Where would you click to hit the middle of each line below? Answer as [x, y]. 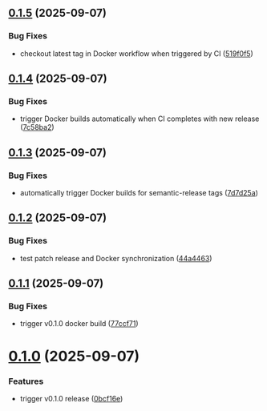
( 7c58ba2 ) [37, 127]
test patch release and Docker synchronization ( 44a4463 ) [116, 258]
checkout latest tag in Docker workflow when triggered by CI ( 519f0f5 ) [137, 53]
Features [26, 381]
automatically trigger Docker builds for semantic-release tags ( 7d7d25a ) [139, 193]
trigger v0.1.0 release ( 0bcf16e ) [71, 398]
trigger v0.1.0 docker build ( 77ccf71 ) [79, 324]
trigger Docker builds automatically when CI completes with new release [140, 119]
